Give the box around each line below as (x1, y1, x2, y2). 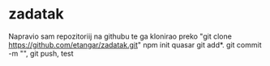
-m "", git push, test (8, 48, 75, 58)
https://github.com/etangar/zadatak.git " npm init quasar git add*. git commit (8, 39, 262, 49)
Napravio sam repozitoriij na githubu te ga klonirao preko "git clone (8, 31, 233, 41)
